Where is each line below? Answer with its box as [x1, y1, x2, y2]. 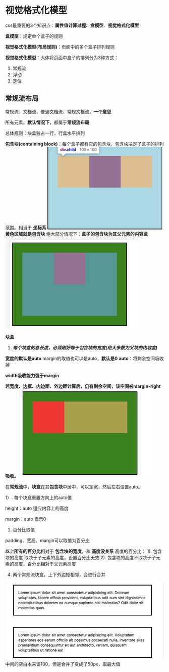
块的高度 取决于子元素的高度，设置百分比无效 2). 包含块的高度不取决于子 [5, 554, 156, 560]
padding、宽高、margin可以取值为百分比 [5, 537, 90, 544]
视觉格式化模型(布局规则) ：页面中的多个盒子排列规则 [5, 43, 115, 50]
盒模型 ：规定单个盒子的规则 [5, 33, 63, 39]
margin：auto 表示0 [5, 516, 46, 522]
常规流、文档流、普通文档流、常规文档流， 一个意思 [5, 108, 111, 114]
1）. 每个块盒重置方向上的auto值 [5, 494, 72, 501]
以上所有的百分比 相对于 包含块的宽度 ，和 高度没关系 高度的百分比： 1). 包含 [5, 548, 162, 554]
